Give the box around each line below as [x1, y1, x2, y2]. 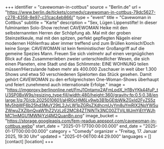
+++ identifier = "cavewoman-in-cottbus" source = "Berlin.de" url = [5, 4, 142, 10]
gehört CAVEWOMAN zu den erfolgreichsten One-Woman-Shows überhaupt [5, 76, 159, 82]
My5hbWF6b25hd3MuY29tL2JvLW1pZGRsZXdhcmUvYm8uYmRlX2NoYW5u [5, 102, 159, 108]
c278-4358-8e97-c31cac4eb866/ [5, 15, 74, 20]
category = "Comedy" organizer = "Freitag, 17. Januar [49, 129, 158, 134]
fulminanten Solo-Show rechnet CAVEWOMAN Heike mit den [5, 25, 128, 31]
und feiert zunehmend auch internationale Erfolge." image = [5, 82, 125, 87]
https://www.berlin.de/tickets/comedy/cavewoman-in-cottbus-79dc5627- [7, 9, 156, 15]
